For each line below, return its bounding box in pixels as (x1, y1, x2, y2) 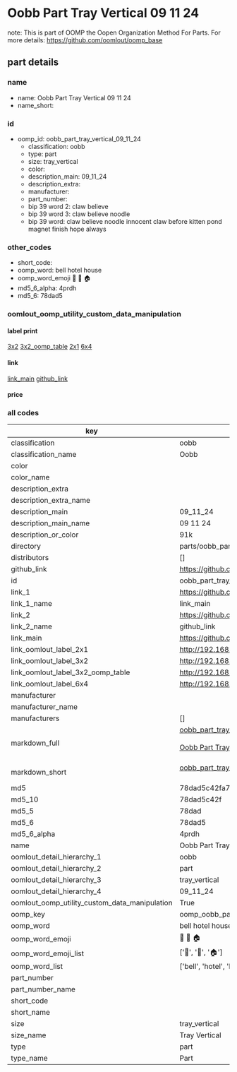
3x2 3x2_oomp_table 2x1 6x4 (7, 343, 92, 351)
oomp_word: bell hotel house (17, 266, 102, 275)
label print (7, 326, 38, 335)
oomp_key (11, 910, 46, 919)
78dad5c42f (179, 794, 222, 804)
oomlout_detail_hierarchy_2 (11, 864, 102, 874)
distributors (11, 553, 49, 563)
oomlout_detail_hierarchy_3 (11, 875, 102, 885)
